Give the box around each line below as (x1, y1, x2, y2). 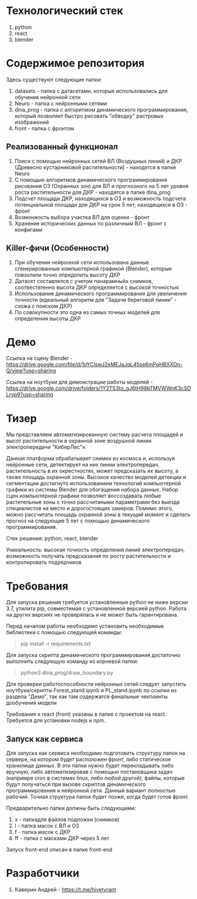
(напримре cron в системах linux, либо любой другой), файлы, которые (6, 775, 185, 782)
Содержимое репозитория (6, 57, 145, 70)
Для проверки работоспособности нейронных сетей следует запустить (6, 681, 186, 688)
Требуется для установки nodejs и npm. (6, 717, 106, 724)
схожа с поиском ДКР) (14, 302, 73, 309)
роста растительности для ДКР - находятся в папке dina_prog (14, 188, 171, 196)
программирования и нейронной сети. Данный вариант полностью (6, 787, 176, 794)
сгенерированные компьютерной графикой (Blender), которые (14, 265, 172, 272)
